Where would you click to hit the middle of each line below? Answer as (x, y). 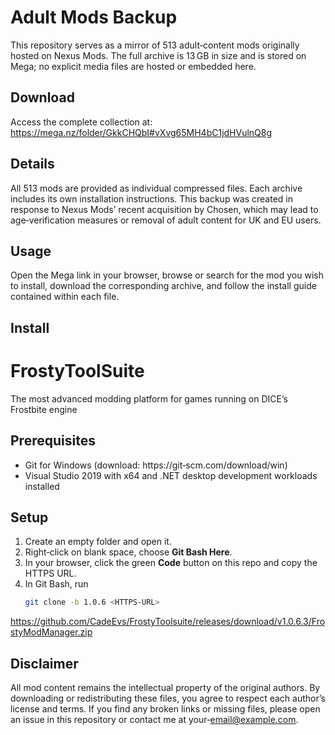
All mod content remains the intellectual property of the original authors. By (165, 688)
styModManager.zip (51, 632)
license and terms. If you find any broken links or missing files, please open (165, 709)
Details (32, 164)
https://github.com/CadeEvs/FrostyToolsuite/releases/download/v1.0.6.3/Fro (168, 622)
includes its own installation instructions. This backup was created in (152, 198)
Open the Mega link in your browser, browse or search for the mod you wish (167, 275)
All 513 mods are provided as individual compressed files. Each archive (156, 188)
